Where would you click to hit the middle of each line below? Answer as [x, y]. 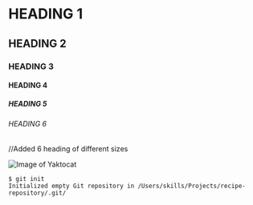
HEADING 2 [37, 44]
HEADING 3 [31, 66]
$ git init [27, 179]
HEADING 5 [28, 103]
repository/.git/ [37, 193]
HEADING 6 [27, 124]
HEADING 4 [28, 86]
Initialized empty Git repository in [71, 186]
